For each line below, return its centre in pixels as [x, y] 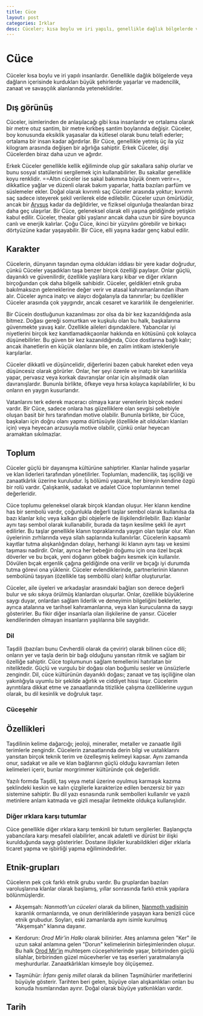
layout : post [23, 18]
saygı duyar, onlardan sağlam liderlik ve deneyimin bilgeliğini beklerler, [94, 601]
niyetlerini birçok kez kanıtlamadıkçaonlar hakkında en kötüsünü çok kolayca [101, 333]
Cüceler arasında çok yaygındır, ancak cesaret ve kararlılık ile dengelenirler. [100, 302]
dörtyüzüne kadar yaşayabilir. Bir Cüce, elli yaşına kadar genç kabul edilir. [98, 230]
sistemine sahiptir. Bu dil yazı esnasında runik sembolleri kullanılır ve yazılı [98, 794]
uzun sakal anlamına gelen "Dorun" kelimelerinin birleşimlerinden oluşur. [105, 944]
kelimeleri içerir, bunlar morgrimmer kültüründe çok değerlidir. [83, 769]
